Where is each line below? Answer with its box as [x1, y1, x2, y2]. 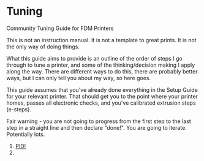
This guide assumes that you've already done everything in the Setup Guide [6, 86, 198, 93]
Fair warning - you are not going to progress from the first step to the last [6, 118, 191, 125]
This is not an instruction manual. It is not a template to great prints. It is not [6, 36, 197, 43]
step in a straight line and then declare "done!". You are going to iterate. [6, 124, 187, 131]
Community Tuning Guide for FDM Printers [6, 24, 114, 32]
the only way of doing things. [6, 43, 80, 50]
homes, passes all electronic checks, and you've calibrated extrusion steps [6, 99, 196, 107]
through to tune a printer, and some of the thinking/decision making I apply [6, 61, 195, 69]
